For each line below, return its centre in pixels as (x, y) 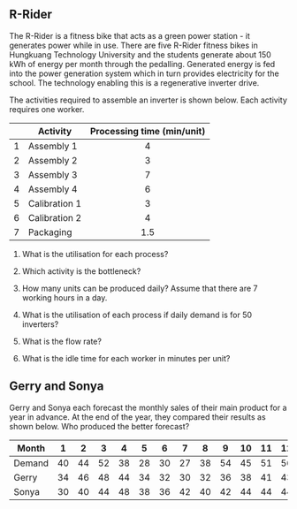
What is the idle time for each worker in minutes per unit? (126, 358)
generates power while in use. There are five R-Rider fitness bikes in (134, 45)
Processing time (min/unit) (148, 131)
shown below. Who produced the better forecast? (99, 426)
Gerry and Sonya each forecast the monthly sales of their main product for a (148, 407)
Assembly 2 (53, 160)
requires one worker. (47, 109)
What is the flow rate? (61, 341)
